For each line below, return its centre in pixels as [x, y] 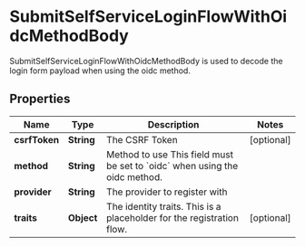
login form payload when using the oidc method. [100, 71]
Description [173, 124]
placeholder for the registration [172, 217]
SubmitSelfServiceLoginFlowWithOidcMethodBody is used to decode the [146, 61]
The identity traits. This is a [163, 206]
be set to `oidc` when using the [172, 166]
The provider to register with [167, 192]
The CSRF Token [142, 139]
